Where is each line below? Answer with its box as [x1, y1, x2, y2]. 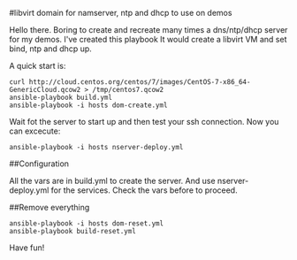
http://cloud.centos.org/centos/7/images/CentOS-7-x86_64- [28, 78, 251, 87]
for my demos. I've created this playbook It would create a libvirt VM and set [9, 34, 287, 44]
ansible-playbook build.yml [9, 93, 113, 102]
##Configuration [9, 158, 69, 169]
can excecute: [9, 126, 61, 136]
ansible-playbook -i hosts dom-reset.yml [9, 219, 164, 228]
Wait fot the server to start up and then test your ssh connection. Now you [9, 117, 279, 126]
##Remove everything [9, 203, 90, 212]
